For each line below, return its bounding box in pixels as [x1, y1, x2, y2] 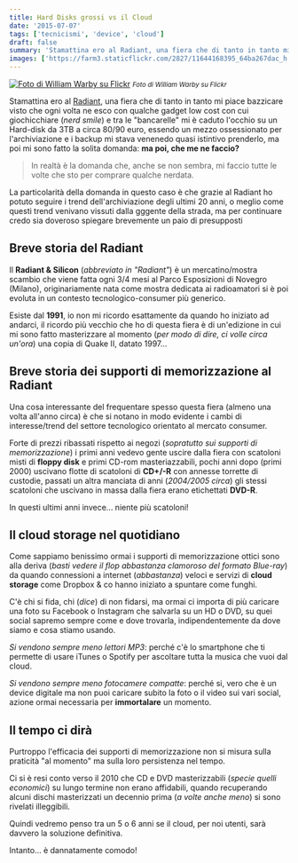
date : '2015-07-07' [9, 21, 82, 30]
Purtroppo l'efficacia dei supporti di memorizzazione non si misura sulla [9, 747, 272, 757]
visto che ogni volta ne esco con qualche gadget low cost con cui [9, 106, 249, 115]
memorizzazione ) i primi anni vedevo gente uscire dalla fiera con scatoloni [9, 447, 281, 457]
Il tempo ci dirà [9, 723, 93, 738]
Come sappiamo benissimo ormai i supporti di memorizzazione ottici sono [9, 551, 280, 562]
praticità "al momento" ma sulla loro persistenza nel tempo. [9, 756, 226, 766]
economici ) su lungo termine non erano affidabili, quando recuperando [9, 782, 268, 793]
